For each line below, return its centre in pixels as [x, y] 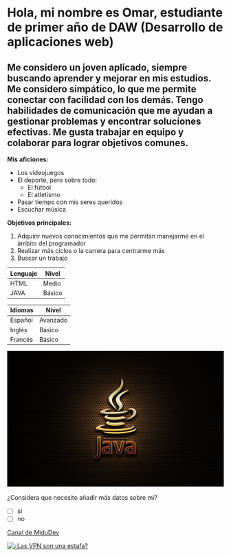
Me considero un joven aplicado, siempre [97, 67]
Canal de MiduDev [33, 533]
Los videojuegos [41, 173]
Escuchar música [42, 209]
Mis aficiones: [28, 159]
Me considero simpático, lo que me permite [102, 89]
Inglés [19, 330]
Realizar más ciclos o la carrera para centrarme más [91, 251]
